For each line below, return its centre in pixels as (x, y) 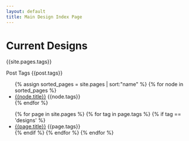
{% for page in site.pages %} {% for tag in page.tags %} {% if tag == (98, 114)
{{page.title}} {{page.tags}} (47, 126)
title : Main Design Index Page (44, 17)
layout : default (26, 11)
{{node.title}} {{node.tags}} (47, 97)
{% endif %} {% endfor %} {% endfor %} (64, 133)
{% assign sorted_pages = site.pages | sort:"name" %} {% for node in (99, 84)
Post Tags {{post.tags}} (35, 73)
